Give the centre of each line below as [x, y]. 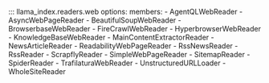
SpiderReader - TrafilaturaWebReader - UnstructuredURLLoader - [117, 63]
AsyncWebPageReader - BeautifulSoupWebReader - [95, 20]
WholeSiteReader [37, 71]
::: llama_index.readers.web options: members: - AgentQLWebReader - [126, 12]
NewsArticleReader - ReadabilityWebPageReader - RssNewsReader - [123, 46]
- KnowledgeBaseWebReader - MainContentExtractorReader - [111, 37]
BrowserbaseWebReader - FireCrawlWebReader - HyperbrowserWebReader [134, 29]
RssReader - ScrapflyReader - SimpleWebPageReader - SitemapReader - [129, 54]
